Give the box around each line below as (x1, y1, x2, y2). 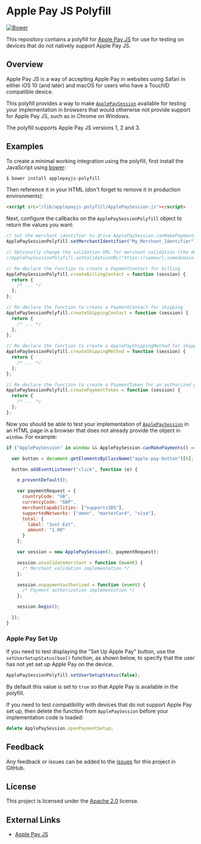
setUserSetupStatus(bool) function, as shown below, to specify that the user (6, 655, 195, 662)
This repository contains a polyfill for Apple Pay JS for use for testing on (6, 35, 184, 43)
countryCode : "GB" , (22, 493, 71, 500)
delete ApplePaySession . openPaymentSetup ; (6, 725, 114, 731)
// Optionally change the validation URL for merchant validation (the (6, 249, 188, 255)
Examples (6, 141, 44, 152)
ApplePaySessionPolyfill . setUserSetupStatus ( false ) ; (6, 673, 141, 679)
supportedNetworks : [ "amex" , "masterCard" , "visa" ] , (22, 510, 157, 516)
